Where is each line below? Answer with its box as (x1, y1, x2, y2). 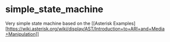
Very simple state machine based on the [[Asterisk (5, 20, 112, 26)
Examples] (112, 20, 136, 26)
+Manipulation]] (5, 31, 40, 37)
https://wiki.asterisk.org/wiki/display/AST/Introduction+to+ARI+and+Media (7, 25, 165, 31)
